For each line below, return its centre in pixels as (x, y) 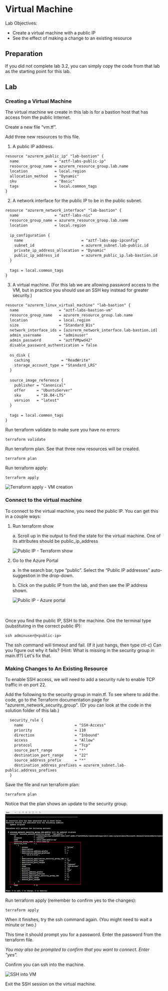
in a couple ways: (23, 516)
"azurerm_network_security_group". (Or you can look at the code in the (78, 705)
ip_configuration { (30, 236)
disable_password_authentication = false (53, 346)
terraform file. (19, 939)
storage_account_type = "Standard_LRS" (56, 366)
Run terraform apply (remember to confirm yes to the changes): (71, 900)
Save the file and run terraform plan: (42, 785)
